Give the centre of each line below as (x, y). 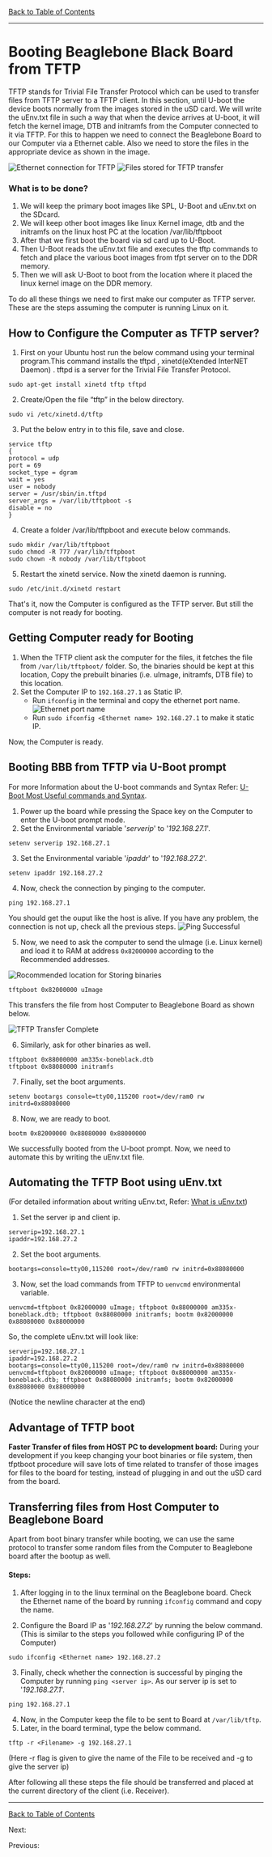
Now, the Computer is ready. (56, 742)
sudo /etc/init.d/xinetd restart (65, 589)
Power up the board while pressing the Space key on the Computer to (136, 811)
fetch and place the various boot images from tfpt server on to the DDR (138, 257)
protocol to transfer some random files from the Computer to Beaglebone (130, 1548)
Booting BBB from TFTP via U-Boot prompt (117, 767)
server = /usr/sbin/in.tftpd (57, 494)
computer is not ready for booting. (66, 613)
